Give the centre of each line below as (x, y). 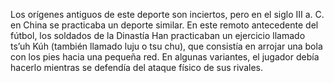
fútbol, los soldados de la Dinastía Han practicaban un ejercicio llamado (158, 35)
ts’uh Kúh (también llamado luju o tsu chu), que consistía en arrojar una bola (166, 46)
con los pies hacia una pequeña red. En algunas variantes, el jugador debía (165, 57)
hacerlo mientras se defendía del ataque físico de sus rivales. (136, 67)
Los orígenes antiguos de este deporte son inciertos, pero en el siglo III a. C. (167, 14)
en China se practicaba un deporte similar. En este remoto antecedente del (164, 25)
